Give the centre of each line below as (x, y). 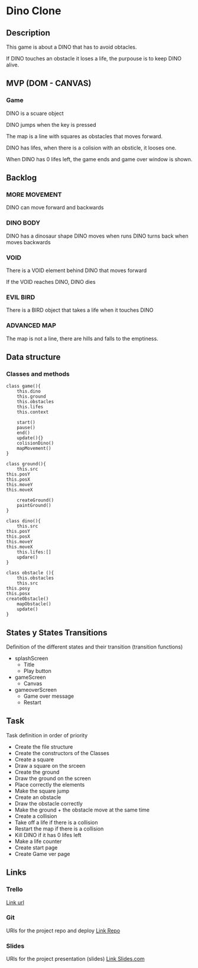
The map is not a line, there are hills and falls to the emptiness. (82, 338)
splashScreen (31, 659)
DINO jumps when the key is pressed (51, 124)
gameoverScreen (36, 690)
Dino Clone (34, 11)
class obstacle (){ (30, 573)
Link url (15, 902)
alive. (13, 65)
